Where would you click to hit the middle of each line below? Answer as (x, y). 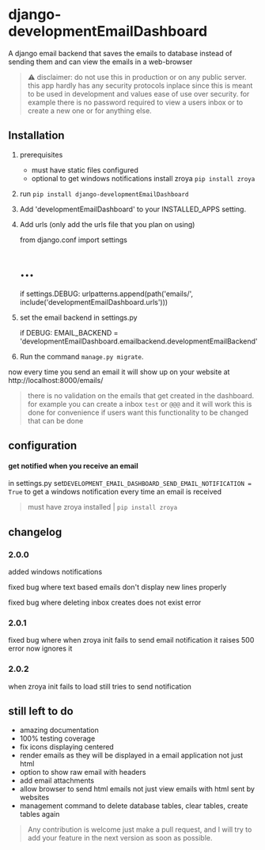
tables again (40, 814)
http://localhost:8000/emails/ (56, 380)
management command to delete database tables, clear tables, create (134, 806)
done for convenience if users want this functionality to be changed (138, 412)
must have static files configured (85, 170)
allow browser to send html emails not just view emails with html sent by (137, 789)
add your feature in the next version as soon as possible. (120, 838)
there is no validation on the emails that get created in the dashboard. (141, 395)
